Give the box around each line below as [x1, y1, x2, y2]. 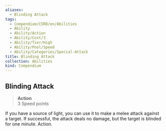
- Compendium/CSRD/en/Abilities [9, 21, 77, 27]
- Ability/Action [9, 31, 46, 36]
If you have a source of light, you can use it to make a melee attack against [5, 110, 159, 116]
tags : [5, 17, 16, 22]
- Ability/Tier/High [9, 40, 52, 45]
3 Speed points [17, 100, 49, 106]
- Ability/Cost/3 [9, 36, 46, 41]
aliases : [5, 7, 23, 13]
